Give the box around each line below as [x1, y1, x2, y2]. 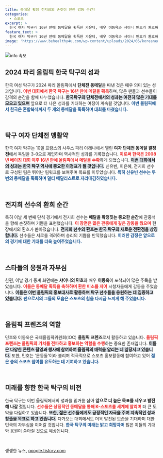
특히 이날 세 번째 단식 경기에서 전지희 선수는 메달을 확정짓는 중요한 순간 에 [5, 214, 143, 220]
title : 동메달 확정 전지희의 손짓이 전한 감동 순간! [5, 7, 96, 12]
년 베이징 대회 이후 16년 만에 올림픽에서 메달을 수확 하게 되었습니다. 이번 [5, 157, 139, 163]
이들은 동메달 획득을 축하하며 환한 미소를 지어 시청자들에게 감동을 [23, 284, 145, 289]
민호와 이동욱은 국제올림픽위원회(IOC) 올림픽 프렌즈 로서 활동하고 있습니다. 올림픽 [5, 334, 158, 340]
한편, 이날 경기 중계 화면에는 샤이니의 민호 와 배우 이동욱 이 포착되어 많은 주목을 [5, 277, 152, 283]
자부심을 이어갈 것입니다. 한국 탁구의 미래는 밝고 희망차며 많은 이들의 [17, 422, 147, 427]
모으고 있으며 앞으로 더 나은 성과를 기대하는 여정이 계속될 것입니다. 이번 [5, 100, 140, 106]
